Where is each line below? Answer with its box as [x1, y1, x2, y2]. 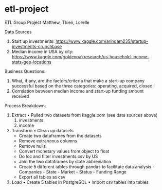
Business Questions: [4, 68, 46, 74]
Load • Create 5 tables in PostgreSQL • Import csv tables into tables [11, 179, 149, 185]
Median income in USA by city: [11, 49, 73, 54]
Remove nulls [18, 143, 46, 149]
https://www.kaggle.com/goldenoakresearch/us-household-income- [11, 53, 149, 59]
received [11, 93, 30, 99]
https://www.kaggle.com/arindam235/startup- [55, 38, 149, 44]
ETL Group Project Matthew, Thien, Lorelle [4, 19, 90, 25]
